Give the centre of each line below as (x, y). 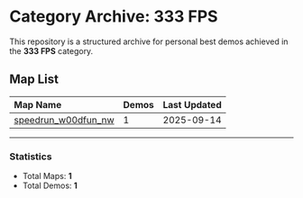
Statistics (31, 157)
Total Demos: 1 (50, 185)
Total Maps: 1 (47, 176)
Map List (34, 80)
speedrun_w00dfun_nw (64, 120)
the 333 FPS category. (51, 50)
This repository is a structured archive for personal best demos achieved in (149, 41)
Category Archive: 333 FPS (114, 17)
